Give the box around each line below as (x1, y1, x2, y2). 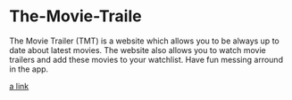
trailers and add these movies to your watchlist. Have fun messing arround (9, 54, 284, 65)
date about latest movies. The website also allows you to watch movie (9, 44, 266, 55)
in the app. (9, 64, 49, 74)
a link (9, 81, 29, 91)
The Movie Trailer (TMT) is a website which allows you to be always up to (9, 35, 279, 46)
